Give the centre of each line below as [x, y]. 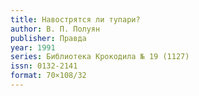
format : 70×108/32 [48, 76]
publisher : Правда [48, 38]
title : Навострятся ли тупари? [75, 19]
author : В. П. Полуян [55, 29]
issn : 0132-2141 [44, 66]
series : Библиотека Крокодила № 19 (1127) [100, 57]
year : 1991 [33, 47]
